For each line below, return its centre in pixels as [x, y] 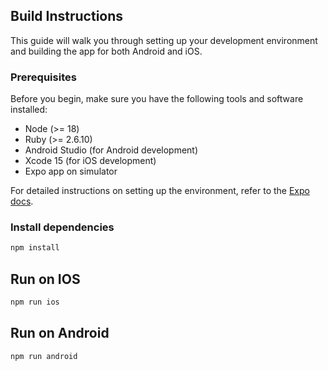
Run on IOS [45, 279]
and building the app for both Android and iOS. [106, 51]
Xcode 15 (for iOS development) [90, 161]
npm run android [44, 356]
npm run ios [35, 302]
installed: [29, 110]
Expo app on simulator [71, 171]
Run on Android [60, 333]
